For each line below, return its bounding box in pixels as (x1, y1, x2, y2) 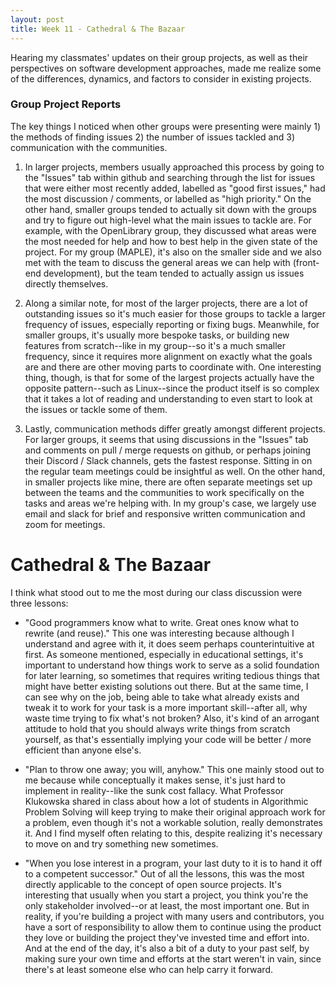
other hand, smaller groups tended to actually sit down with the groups (24, 203, 317, 215)
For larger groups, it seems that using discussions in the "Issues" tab (24, 433, 309, 445)
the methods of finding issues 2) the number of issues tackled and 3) (10, 131, 295, 143)
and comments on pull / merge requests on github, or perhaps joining (24, 444, 312, 456)
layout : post (10, 14, 65, 25)
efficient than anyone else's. (24, 744, 142, 756)
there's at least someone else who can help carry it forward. (24, 963, 274, 975)
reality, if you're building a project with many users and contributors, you (24, 910, 325, 922)
